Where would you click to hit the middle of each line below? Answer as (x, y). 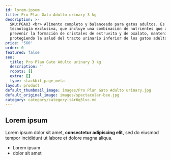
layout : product (22, 85)
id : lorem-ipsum (22, 10)
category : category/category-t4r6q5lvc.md (51, 100)
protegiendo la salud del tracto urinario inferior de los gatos (81, 39)
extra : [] (20, 76)
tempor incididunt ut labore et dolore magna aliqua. (59, 138)
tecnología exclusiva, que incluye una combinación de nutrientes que (86, 29)
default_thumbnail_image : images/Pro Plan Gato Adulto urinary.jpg (78, 90)
